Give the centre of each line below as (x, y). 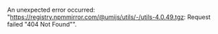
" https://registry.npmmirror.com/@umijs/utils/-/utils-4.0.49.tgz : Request (109, 17)
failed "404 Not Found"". (42, 24)
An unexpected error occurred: (51, 10)
